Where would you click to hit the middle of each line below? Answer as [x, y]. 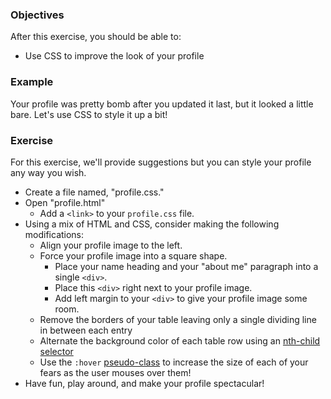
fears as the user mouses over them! [115, 372]
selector [56, 351]
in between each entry [86, 330]
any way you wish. [48, 172]
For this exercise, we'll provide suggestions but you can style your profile [161, 162]
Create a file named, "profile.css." [94, 192]
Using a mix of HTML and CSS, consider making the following [152, 224]
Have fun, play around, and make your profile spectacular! [144, 383]
